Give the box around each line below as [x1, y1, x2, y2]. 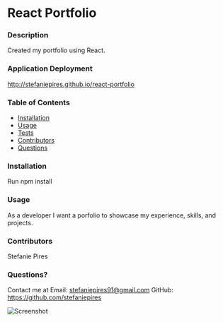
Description [7, 30, 49, 40]
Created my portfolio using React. [7, 46, 105, 54]
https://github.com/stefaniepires [7, 293, 102, 302]
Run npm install [7, 177, 52, 186]
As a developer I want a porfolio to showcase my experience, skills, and [7, 210, 217, 220]
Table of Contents [7, 97, 71, 107]
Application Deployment [7, 64, 93, 73]
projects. [7, 218, 33, 227]
